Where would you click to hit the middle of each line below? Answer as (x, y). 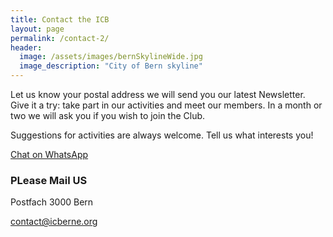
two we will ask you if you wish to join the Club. (108, 115)
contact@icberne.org (54, 222)
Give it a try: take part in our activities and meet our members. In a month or (166, 105)
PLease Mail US (49, 180)
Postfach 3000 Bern (52, 202)
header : (26, 47)
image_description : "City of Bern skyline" (111, 66)
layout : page (37, 29)
